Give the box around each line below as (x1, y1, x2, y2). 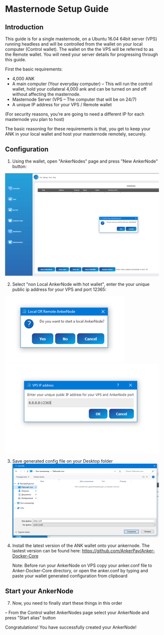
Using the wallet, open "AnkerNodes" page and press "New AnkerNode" (12, 158, 158, 164)
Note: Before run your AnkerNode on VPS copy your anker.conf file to (12, 563, 152, 568)
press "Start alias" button (5, 614, 56, 620)
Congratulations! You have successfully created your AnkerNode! (5, 624, 137, 630)
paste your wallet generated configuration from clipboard (12, 573, 128, 579)
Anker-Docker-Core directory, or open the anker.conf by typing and (12, 568, 148, 573)
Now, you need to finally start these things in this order (12, 600, 123, 606)
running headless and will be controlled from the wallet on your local (5, 41, 143, 47)
